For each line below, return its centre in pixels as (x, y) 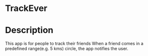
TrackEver (26, 8)
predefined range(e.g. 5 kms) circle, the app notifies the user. (67, 49)
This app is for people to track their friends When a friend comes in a (74, 44)
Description (29, 30)
